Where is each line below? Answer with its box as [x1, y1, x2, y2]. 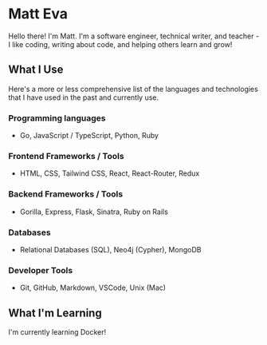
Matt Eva [8, 5, 68, 23]
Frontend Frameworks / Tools [8, 150, 125, 161]
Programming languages [8, 113, 106, 124]
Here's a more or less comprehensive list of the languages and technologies [8, 84, 259, 93]
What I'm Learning [8, 306, 102, 319]
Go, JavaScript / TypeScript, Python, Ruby [19, 131, 159, 141]
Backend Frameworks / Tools [8, 188, 124, 200]
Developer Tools [8, 264, 73, 276]
